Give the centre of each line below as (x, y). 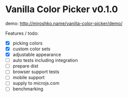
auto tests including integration (45, 60)
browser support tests (36, 72)
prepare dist (25, 66)
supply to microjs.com (36, 83)
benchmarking (28, 89)
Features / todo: (22, 33)
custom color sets (32, 49)
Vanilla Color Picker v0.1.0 (62, 9)
